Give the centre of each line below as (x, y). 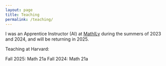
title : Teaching (22, 15)
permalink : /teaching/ (29, 19)
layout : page (19, 10)
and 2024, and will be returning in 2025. (47, 39)
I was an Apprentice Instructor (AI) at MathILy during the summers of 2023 (83, 34)
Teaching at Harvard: (27, 49)
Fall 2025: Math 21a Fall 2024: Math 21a (47, 59)
